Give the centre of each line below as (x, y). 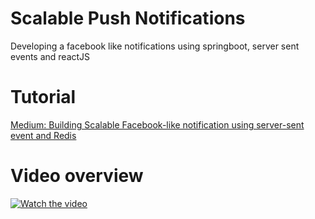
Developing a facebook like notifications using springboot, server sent (155, 46)
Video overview (77, 176)
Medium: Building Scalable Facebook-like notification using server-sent (157, 124)
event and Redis (43, 135)
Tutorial (43, 97)
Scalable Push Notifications (128, 18)
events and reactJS (50, 56)
